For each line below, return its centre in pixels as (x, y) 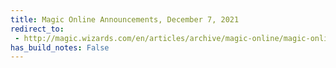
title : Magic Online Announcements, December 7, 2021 (125, 19)
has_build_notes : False (60, 47)
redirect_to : (37, 29)
